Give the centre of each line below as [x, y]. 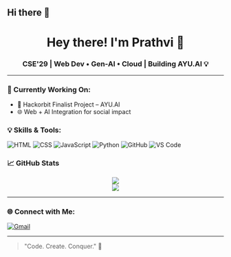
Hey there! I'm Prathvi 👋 [115, 42]
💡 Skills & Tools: [34, 130]
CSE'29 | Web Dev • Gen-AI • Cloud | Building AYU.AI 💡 [115, 64]
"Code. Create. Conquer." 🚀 [63, 246]
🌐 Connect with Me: [41, 212]
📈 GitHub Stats [33, 164]
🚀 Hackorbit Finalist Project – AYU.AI [68, 104]
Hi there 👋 [29, 13]
